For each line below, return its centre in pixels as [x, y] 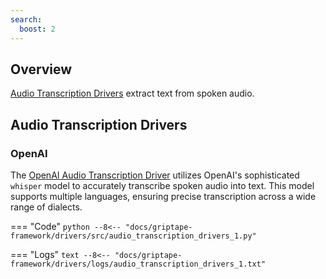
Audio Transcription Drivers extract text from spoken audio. [132, 93]
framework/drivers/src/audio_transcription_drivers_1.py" [133, 236]
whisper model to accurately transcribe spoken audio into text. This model [162, 185]
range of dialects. [46, 207]
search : [26, 19]
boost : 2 [37, 29]
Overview [41, 69]
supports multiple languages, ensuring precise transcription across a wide [163, 196]
